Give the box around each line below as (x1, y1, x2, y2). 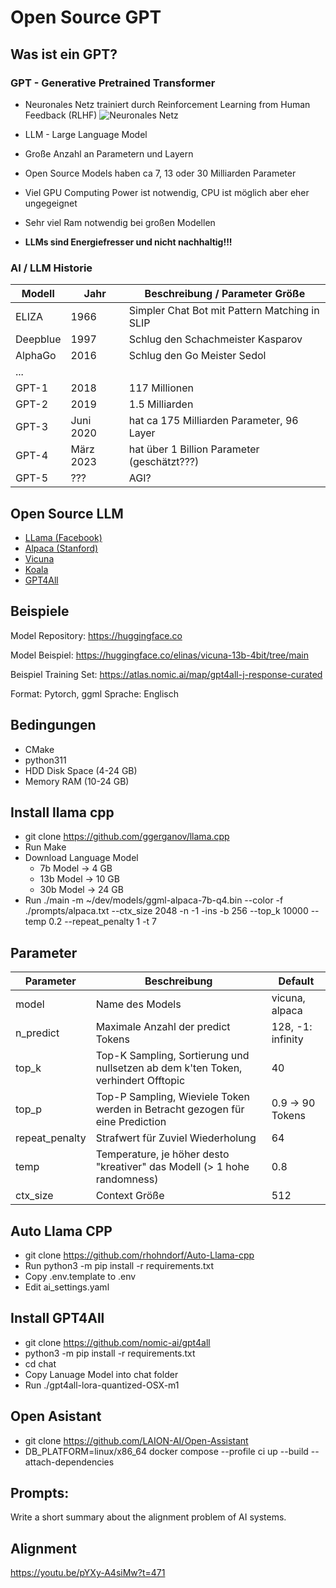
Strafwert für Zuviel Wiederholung (95, 1131, 257, 1145)
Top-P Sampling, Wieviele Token (95, 1090, 250, 1104)
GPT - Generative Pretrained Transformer (10, 76, 216, 90)
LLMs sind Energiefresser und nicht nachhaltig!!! (24, 236, 233, 248)
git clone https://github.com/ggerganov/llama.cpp (24, 831, 230, 843)
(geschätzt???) (128, 455, 200, 469)
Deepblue (15, 332, 62, 346)
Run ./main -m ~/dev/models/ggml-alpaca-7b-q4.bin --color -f (24, 894, 284, 906)
